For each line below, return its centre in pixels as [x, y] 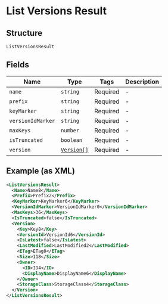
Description [142, 82]
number [70, 130]
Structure [24, 33]
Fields [18, 65]
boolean [71, 140]
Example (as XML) [41, 171]
